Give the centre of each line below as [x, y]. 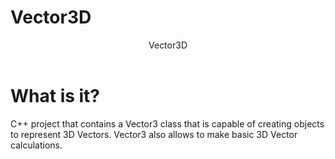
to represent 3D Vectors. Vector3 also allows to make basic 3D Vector [154, 134]
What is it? [55, 95]
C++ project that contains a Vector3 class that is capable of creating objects [167, 123]
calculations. [36, 145]
